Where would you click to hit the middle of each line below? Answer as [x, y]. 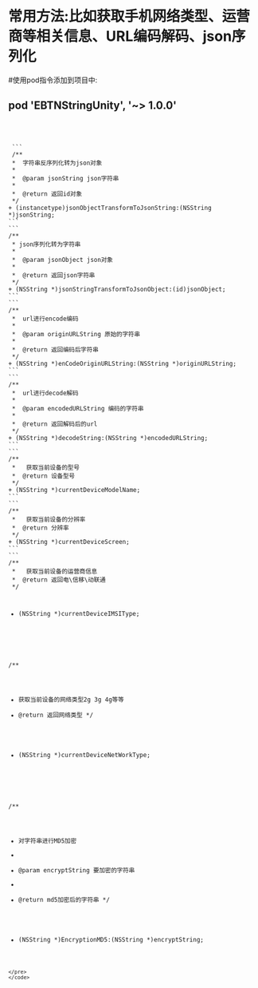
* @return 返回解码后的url [55, 424]
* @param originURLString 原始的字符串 [76, 334]
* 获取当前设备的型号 [45, 467]
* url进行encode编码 [45, 319]
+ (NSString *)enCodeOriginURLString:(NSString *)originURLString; [123, 363]
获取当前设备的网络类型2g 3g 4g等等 [72, 700]
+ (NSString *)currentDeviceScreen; [69, 542]
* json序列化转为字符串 [46, 244]
